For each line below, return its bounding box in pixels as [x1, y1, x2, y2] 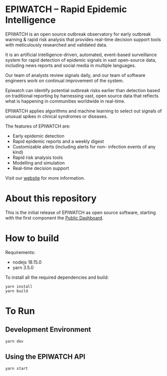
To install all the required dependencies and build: [5, 274, 109, 280]
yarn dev [5, 339, 24, 344]
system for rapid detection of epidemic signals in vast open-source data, [5, 57, 156, 63]
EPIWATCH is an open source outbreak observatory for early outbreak [5, 31, 151, 37]
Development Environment [5, 325, 91, 334]
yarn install [5, 284, 33, 289]
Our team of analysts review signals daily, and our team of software [5, 72, 145, 78]
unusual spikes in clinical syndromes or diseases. [5, 113, 108, 119]
